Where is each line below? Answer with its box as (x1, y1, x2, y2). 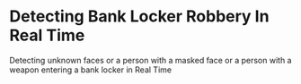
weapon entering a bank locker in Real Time (9, 64, 173, 75)
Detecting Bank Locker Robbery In (9, 6, 270, 27)
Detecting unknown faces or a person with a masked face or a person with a (9, 55, 292, 65)
